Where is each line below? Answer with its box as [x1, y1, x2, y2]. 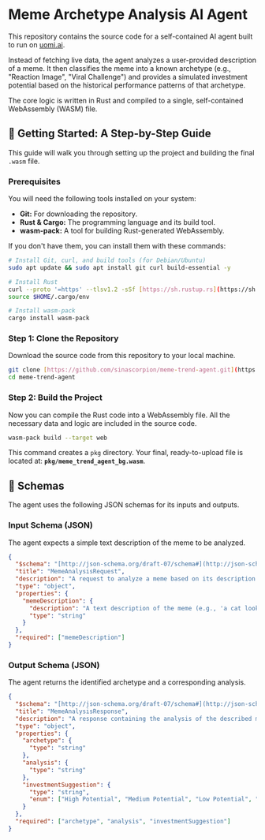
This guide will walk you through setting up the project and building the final [8, 147, 255, 157]
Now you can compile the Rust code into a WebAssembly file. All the [8, 410, 230, 420]
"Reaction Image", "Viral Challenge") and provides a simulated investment [8, 72, 248, 81]
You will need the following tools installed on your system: [8, 194, 196, 203]
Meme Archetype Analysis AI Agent [8, 6, 248, 24]
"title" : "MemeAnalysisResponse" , [15, 707, 129, 715]
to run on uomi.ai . [8, 39, 65, 49]
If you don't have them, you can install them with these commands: [8, 241, 226, 251]
